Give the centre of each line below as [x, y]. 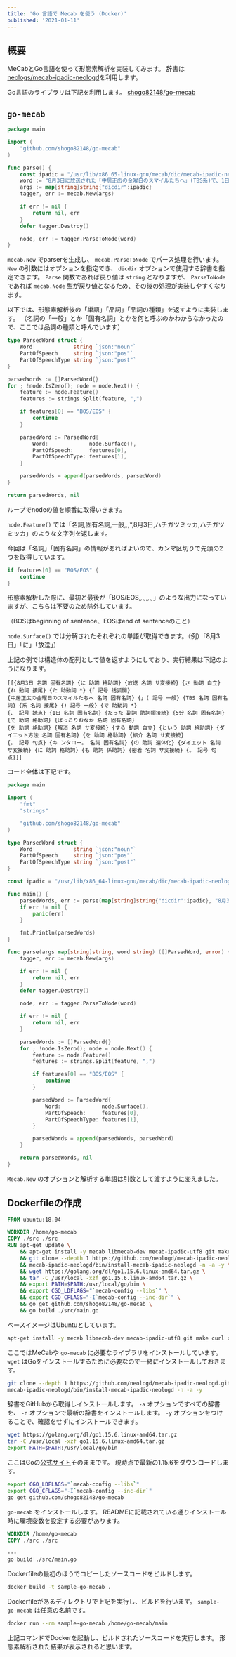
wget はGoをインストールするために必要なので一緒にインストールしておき [114, 1361]
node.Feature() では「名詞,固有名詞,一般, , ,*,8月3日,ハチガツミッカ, [104, 524]
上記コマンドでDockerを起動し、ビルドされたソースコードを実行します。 [113, 1637]
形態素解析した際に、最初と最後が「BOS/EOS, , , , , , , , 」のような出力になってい [117, 598]
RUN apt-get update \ [39, 1246]
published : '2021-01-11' [44, 20]
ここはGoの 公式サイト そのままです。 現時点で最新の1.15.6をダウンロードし [115, 1463]
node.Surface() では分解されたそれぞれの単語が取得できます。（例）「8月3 [114, 636]
